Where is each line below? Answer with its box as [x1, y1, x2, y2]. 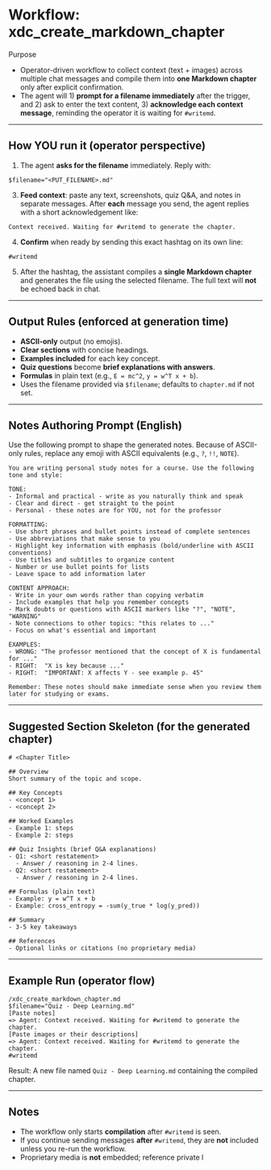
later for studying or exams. [8, 690, 110, 699]
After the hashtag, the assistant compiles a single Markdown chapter [19, 266, 252, 276]
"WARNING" [8, 612, 42, 621]
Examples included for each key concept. [19, 353, 161, 363]
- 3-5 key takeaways [8, 923, 78, 931]
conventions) [8, 549, 52, 558]
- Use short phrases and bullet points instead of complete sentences [8, 528, 251, 536]
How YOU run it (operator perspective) [8, 139, 206, 153]
